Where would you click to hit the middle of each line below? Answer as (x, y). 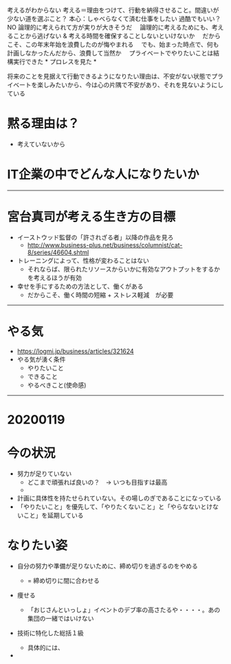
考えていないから (41, 144)
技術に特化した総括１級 (50, 633)
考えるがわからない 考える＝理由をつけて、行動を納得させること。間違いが (113, 10)
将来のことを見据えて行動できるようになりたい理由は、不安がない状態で (109, 76)
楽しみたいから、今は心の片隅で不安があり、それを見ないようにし (130, 85)
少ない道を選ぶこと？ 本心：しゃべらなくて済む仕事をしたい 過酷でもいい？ (114, 19)
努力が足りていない (44, 474)
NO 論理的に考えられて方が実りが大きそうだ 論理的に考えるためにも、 (109, 27)
